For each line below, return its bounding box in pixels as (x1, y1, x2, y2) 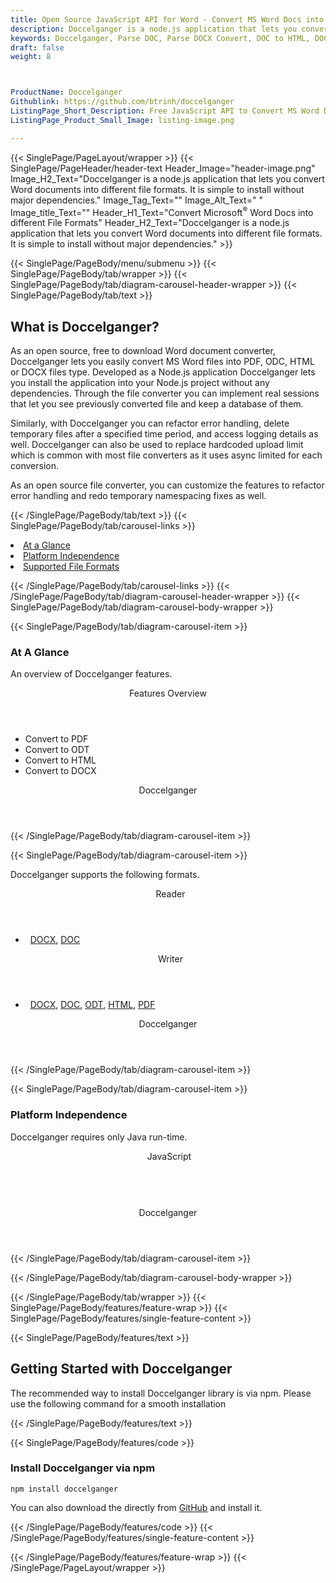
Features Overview (129, 687, 207, 700)
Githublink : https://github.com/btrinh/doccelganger (10, 97, 235, 107)
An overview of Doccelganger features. (10, 668, 173, 680)
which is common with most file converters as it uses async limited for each (10, 449, 323, 461)
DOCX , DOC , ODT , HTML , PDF (29, 999, 156, 1011)
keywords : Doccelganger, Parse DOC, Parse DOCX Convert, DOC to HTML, (10, 33, 311, 43)
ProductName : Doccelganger (10, 87, 123, 98)
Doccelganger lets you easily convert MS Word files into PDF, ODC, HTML (10, 356, 315, 368)
